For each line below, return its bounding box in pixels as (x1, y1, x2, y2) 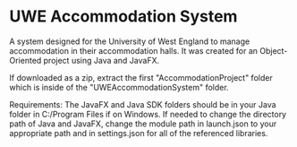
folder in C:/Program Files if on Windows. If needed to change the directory (9, 108, 287, 119)
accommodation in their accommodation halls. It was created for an (9, 45, 258, 56)
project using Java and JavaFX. (43, 55, 160, 65)
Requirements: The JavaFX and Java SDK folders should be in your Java (9, 99, 276, 109)
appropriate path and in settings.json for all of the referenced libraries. (9, 127, 268, 138)
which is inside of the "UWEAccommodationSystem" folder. (9, 82, 230, 92)
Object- (259, 45, 288, 56)
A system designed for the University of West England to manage (9, 36, 250, 47)
